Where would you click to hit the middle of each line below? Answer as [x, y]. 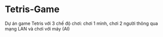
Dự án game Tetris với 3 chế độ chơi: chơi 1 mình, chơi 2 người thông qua [81, 23]
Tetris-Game [32, 9]
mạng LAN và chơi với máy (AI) [37, 28]
